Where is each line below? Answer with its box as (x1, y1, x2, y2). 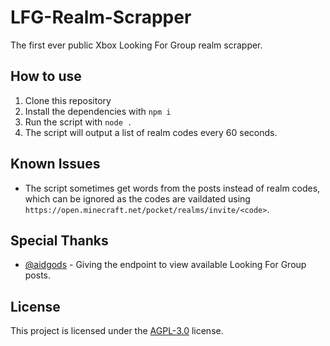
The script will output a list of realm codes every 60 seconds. (24, 126, 278, 138)
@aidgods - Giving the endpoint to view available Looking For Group (24, 259, 307, 271)
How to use (10, 68, 82, 85)
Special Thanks (10, 232, 109, 249)
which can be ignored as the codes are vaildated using (24, 192, 251, 205)
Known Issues (10, 156, 101, 173)
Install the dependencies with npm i (24, 105, 172, 117)
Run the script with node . (24, 116, 133, 128)
